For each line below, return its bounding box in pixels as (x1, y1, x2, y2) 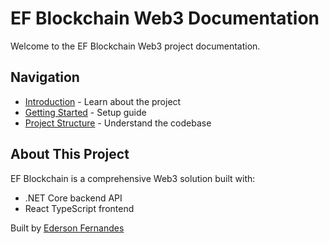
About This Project (10, 146, 130, 163)
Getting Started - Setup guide (24, 106, 147, 118)
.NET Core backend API (24, 192, 123, 204)
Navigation (10, 69, 80, 86)
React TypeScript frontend (24, 202, 135, 214)
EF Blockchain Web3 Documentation (10, 7, 320, 30)
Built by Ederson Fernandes (10, 222, 125, 234)
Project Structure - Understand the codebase (24, 117, 212, 129)
